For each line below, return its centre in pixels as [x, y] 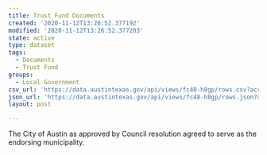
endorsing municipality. [46, 142]
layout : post [30, 104]
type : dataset [32, 45]
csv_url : [23, 89]
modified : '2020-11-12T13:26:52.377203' [76, 30]
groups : [21, 75]
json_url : [25, 97]
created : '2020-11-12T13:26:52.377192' [74, 23]
